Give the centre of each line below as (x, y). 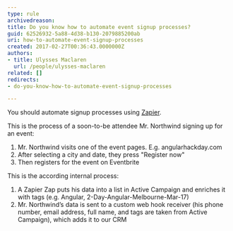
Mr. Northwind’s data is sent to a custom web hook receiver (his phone (120, 205)
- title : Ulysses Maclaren (47, 60)
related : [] (25, 73)
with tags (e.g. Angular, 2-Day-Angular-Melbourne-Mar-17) (103, 197)
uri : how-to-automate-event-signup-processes (75, 40)
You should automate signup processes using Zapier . (84, 112)
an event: (21, 134)
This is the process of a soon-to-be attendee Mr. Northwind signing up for (115, 126)
